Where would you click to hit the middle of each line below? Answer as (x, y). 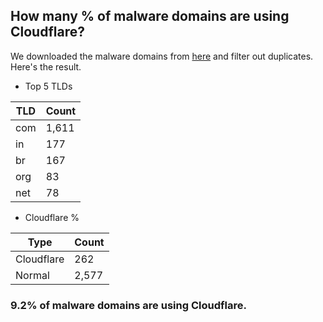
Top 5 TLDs (48, 86)
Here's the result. (46, 66)
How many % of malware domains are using (150, 16)
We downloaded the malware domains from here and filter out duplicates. (162, 56)
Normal (32, 275)
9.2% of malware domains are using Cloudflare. (128, 305)
